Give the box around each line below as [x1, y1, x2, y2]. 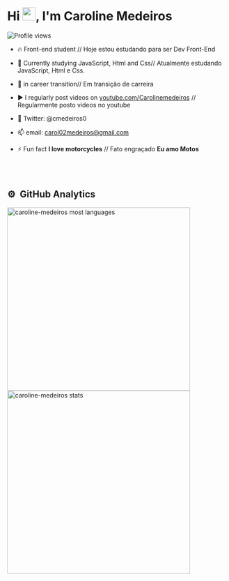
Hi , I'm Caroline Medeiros [7, 8, 173, 24]
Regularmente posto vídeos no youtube [17, 100, 131, 109]
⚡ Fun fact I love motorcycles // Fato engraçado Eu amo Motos [17, 144, 200, 153]
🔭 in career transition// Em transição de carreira [17, 80, 155, 88]
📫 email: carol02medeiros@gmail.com [17, 128, 129, 136]
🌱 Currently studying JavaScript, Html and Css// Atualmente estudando [17, 59, 222, 67]
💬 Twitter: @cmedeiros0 [17, 114, 87, 122]
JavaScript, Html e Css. [17, 66, 85, 75]
